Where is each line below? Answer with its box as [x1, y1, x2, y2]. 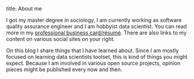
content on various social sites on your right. [6, 36, 115, 42]
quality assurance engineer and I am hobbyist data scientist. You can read [6, 23, 187, 30]
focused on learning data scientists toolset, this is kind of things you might [6, 53, 188, 60]
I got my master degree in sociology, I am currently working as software [6, 17, 182, 23]
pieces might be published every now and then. [6, 66, 123, 73]
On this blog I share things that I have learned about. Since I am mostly [6, 47, 179, 54]
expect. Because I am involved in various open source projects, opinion [6, 59, 181, 67]
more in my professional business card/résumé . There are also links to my [6, 29, 187, 36]
